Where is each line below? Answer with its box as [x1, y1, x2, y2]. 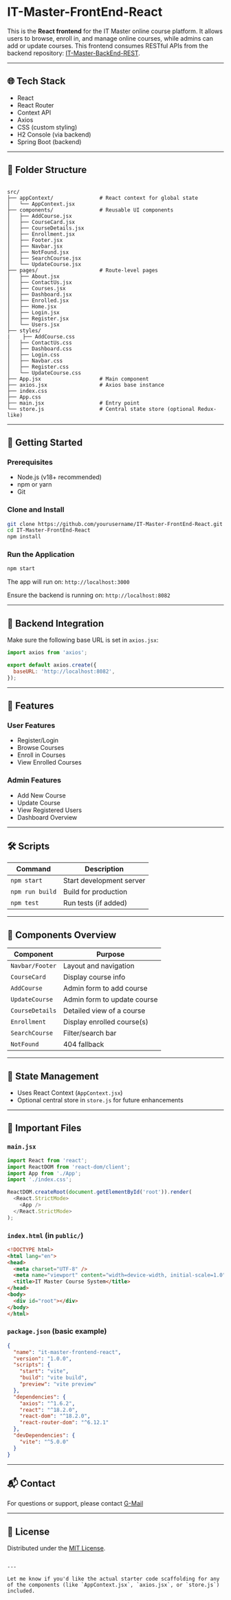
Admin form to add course [63, 984, 148, 993]
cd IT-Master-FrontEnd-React [7, 527, 91, 534]
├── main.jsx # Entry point [7, 399, 140, 407]
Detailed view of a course [63, 1006, 146, 1015]
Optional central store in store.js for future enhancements [16, 1096, 184, 1104]
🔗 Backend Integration [7, 618, 104, 629]
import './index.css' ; [7, 1176, 72, 1183]
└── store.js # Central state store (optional [7, 405, 195, 412]
